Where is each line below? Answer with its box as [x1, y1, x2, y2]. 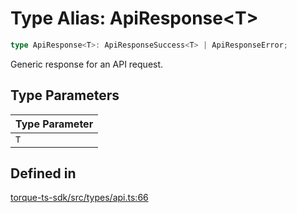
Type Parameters [10, 87, 120, 104]
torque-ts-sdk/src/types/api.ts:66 [10, 192, 149, 204]
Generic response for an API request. [10, 58, 164, 70]
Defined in [10, 165, 77, 182]
